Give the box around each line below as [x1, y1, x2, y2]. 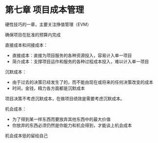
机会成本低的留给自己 [5, 132, 48, 139]
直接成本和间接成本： [5, 42, 48, 48]
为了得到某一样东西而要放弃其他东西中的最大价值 [12, 116, 111, 122]
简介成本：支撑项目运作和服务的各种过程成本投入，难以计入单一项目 [12, 58, 149, 64]
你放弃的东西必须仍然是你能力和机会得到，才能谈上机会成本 [12, 122, 132, 128]
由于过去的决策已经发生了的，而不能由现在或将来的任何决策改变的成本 [12, 79, 154, 85]
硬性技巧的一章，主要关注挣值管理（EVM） [5, 21, 92, 27]
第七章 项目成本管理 [5, 4, 84, 16]
